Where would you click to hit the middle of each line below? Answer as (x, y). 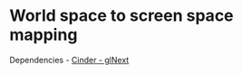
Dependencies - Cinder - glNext (69, 60)
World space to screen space (121, 16)
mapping (44, 35)
